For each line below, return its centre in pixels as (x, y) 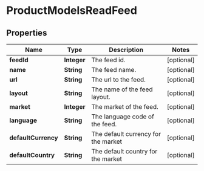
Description (126, 50)
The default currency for (126, 134)
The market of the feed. (125, 107)
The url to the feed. (118, 79)
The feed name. (114, 70)
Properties (27, 33)
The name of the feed (122, 89)
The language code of (123, 117)
